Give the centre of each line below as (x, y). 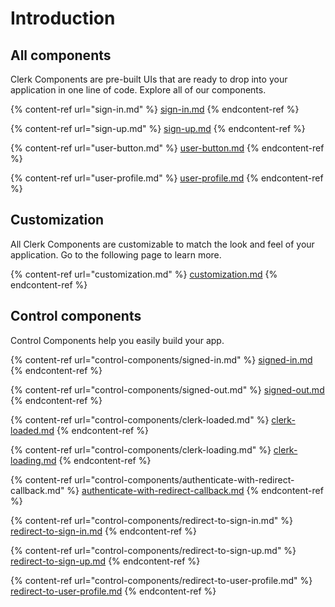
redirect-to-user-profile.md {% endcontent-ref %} (113, 591)
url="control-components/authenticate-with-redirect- (184, 479)
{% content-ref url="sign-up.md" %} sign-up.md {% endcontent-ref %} (158, 128)
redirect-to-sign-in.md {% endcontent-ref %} (103, 531)
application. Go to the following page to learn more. (116, 254)
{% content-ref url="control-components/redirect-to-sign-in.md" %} (151, 520)
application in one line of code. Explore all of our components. (138, 90)
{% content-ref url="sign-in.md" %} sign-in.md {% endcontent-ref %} (155, 109)
